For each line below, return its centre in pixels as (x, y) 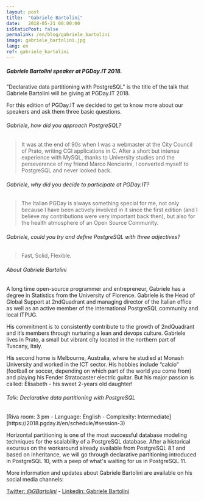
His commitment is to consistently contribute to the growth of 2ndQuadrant (100, 326)
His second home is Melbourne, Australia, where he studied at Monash (95, 357)
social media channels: (35, 479)
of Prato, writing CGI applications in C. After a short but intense (100, 151)
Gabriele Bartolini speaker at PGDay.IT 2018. (64, 71)
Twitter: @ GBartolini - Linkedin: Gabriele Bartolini (68, 491)
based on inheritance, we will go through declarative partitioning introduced (101, 454)
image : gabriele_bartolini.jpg (46, 40)
